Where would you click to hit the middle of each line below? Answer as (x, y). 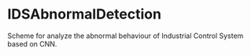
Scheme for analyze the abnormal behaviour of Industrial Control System (125, 36)
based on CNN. (32, 43)
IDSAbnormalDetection (85, 14)
